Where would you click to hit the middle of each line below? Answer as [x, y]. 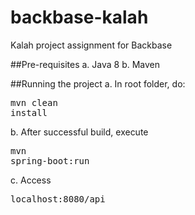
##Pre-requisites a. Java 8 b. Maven [85, 64]
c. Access [31, 180]
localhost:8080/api [58, 199]
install [29, 112]
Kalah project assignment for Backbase [91, 45]
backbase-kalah [79, 17]
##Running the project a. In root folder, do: [98, 83]
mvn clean [34, 102]
